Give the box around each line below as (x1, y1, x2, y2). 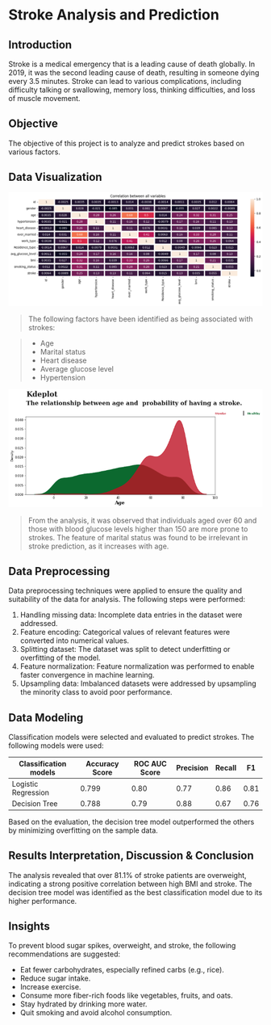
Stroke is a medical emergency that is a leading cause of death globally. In (8, 59, 256, 69)
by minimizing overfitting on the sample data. (8, 825, 159, 835)
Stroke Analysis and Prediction (8, 6, 219, 24)
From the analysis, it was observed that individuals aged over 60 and (27, 515, 257, 525)
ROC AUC (133, 758, 167, 768)
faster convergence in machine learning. (19, 670, 155, 680)
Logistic (11, 779, 39, 789)
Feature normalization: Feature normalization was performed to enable (19, 662, 255, 671)
